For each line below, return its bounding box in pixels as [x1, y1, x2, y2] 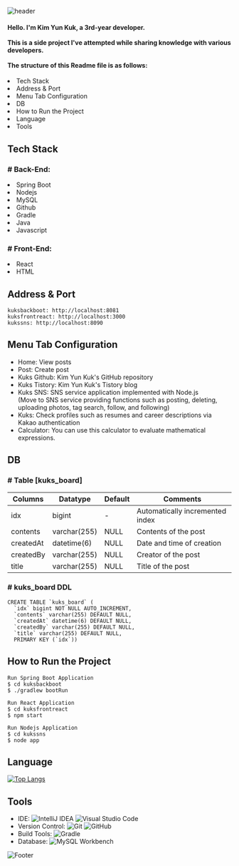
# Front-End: [7, 243, 52, 253]
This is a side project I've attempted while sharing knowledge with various [7, 38, 231, 46]
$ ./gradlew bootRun [7, 686, 69, 694]
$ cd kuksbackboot [7, 681, 62, 688]
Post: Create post [17, 365, 69, 373]
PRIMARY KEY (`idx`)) [14, 636, 78, 643]
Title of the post [136, 561, 190, 571]
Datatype [58, 494, 91, 504]
